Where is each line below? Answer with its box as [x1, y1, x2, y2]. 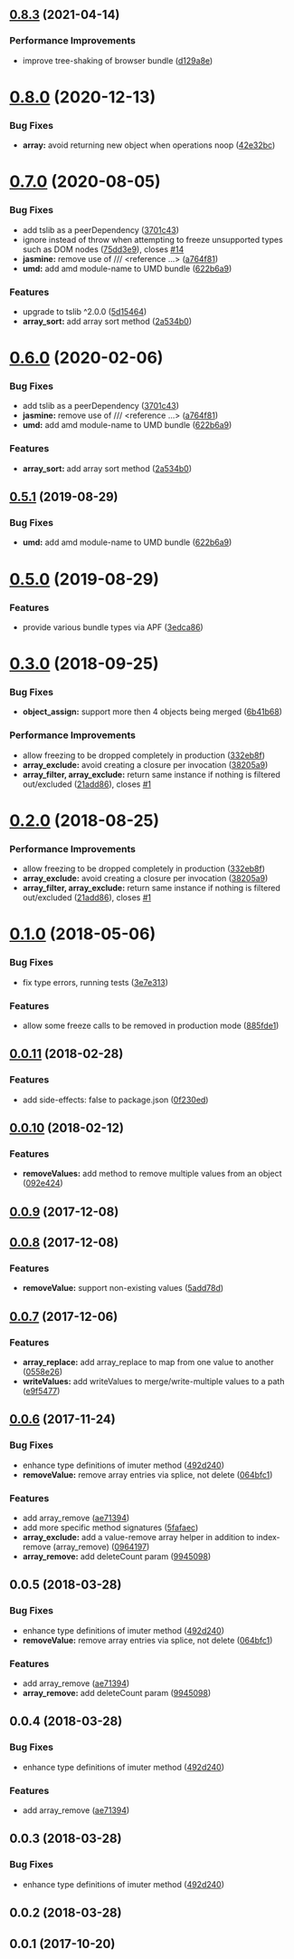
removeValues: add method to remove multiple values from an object [22, 1169, 282, 1179]
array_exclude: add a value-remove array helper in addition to [22, 1532, 255, 1543]
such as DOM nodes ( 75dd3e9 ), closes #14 [22, 244, 185, 255]
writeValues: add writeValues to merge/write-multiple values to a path [22, 1376, 285, 1387]
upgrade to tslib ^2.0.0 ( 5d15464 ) [22, 305, 147, 316]
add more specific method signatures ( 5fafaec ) [22, 1522, 199, 1533]
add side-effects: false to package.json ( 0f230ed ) [22, 1094, 209, 1105]
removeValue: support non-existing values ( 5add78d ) [22, 1283, 224, 1294]
